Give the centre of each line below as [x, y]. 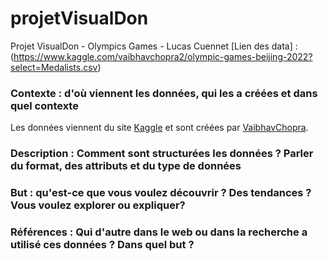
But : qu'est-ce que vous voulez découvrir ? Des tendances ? [161, 193]
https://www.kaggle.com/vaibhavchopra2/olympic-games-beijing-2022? [163, 56]
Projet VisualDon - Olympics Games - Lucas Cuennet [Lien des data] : [154, 46]
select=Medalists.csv [54, 67]
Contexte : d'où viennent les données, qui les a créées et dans [164, 93]
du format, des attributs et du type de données [126, 166]
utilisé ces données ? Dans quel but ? [102, 244]
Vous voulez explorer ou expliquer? [98, 205]
